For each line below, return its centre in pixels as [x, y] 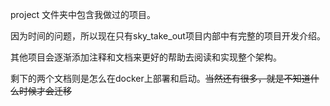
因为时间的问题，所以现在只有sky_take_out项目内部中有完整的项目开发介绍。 [168, 36]
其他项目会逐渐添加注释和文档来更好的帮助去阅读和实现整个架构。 [146, 57]
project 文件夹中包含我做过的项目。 [83, 14]
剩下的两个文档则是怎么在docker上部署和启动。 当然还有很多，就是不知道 [160, 78]
